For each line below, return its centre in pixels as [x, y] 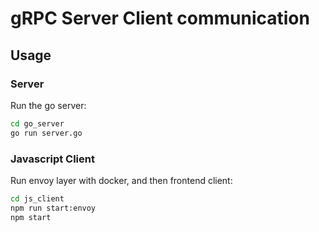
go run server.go [46, 133]
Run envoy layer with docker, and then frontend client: [121, 180]
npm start [31, 217]
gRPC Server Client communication [160, 18]
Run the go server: [48, 105]
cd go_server [37, 123]
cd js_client [37, 198]
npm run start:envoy [53, 208]
